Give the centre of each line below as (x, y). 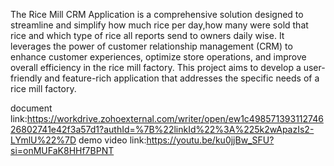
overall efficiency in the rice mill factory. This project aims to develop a (156, 67)
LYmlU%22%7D (43, 140)
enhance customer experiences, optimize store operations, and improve (158, 57)
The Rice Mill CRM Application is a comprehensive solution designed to (157, 14)
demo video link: (112, 140)
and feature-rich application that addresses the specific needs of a (182, 78)
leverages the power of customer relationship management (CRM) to (151, 46)
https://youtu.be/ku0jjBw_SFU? (210, 140)
